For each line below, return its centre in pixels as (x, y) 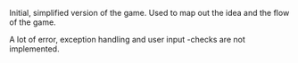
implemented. (34, 49)
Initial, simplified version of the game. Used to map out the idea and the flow (149, 13)
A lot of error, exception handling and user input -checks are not (127, 39)
